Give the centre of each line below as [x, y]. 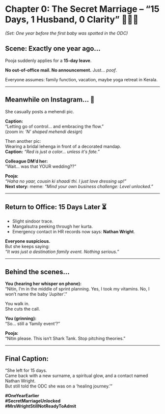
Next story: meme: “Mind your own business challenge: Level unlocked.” [79, 186]
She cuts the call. [23, 309]
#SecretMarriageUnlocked [33, 401]
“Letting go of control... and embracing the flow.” [55, 126]
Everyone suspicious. [28, 241]
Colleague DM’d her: [27, 161]
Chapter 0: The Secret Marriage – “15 [82, 9]
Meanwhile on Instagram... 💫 [50, 100]
